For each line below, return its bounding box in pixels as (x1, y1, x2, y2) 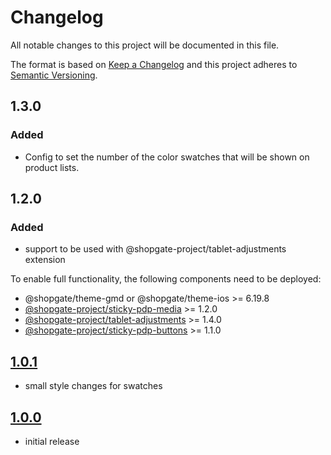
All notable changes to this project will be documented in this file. (10, 39, 280, 51)
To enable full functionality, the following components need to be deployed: (10, 273, 322, 285)
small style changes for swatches (24, 380, 163, 392)
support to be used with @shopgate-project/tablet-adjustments (24, 243, 287, 255)
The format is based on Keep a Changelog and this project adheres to (10, 58, 298, 70)
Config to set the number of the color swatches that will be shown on (24, 151, 310, 163)
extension (24, 254, 66, 266)
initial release (24, 435, 80, 447)
